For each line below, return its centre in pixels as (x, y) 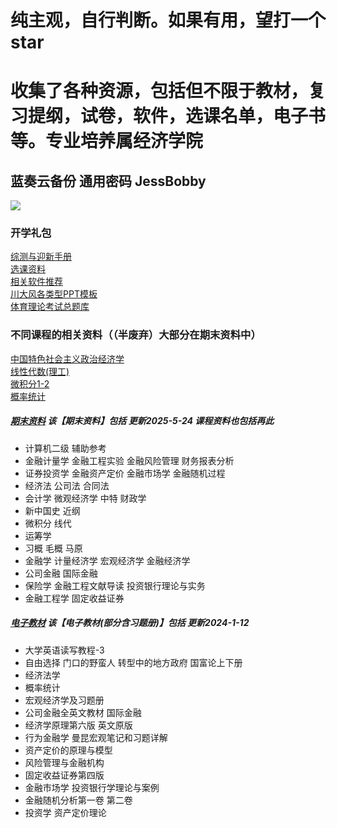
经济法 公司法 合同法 (67, 485)
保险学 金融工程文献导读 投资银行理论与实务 (115, 585)
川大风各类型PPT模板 (54, 294)
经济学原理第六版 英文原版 (78, 725)
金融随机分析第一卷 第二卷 (78, 800)
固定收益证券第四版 (64, 775)
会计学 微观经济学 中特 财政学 (85, 498)
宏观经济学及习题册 (64, 700)
